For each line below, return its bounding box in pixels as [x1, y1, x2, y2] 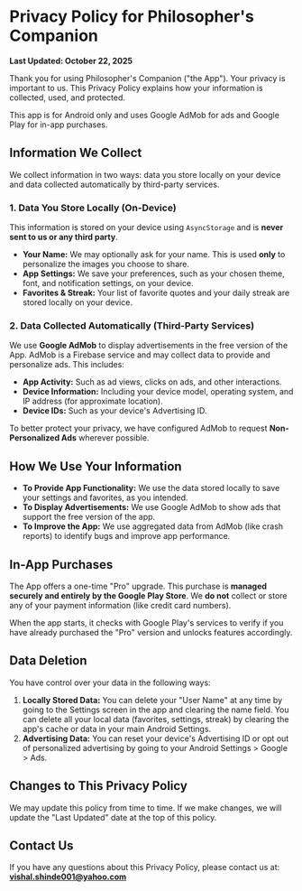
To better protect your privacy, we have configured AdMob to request [9, 422, 268, 434]
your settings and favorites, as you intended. [22, 492, 188, 503]
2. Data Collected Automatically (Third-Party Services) [9, 319, 255, 331]
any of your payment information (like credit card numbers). [9, 599, 232, 610]
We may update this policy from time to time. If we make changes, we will [9, 802, 282, 813]
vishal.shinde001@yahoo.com [9, 871, 127, 882]
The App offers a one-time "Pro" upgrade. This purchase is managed [9, 580, 268, 591]
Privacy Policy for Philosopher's [9, 6, 254, 27]
